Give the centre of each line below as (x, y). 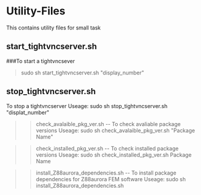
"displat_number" (28, 112)
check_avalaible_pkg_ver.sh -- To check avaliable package (108, 124)
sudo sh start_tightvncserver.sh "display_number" (82, 73)
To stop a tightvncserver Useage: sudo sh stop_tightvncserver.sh (87, 106)
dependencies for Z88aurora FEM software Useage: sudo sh (111, 179)
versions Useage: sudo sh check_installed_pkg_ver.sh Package (114, 155)
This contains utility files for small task (53, 28)
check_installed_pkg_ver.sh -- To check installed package (107, 148)
